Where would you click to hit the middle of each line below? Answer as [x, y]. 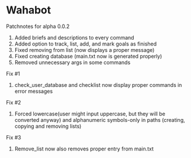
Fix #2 [14, 102]
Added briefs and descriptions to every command [74, 37]
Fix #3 [14, 137]
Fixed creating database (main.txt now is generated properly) [88, 56]
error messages [34, 91]
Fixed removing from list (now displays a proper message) [84, 50]
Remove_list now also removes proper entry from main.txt [84, 149]
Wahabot [29, 10]
